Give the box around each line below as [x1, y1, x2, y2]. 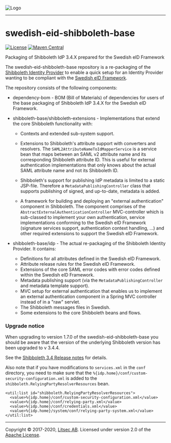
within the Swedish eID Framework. [20, 271, 95, 278]
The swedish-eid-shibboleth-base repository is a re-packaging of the [5, 64, 151, 70]
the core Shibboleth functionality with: [12, 120, 93, 127]
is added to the [66, 375, 98, 381]
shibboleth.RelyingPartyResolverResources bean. [5, 381, 110, 387]
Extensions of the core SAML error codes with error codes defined [20, 266, 160, 272]
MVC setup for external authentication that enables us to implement [20, 288, 162, 294]
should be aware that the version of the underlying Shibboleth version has [5, 339, 161, 346]
